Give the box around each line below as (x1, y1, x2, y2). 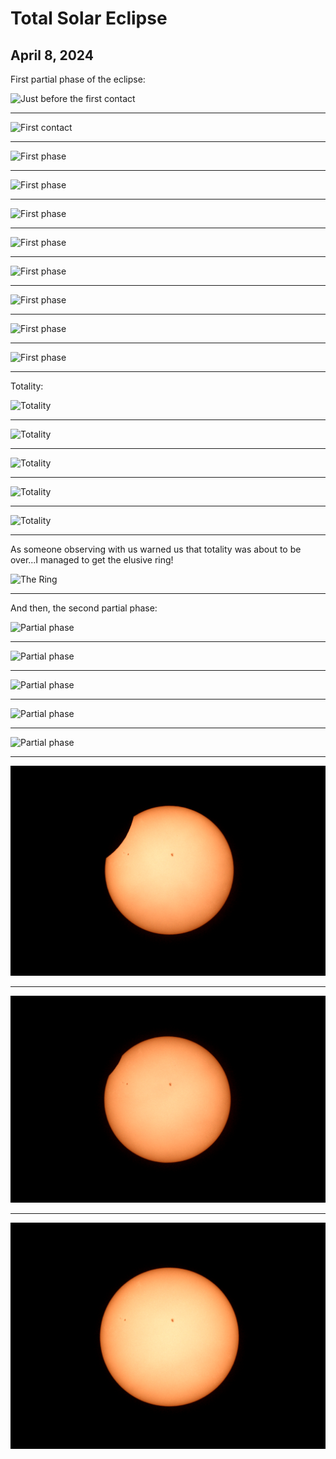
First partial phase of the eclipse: (10, 73, 146, 85)
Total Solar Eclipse (10, 7, 168, 30)
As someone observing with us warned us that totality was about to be (10, 543, 302, 555)
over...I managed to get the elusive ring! (10, 554, 174, 566)
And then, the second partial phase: (10, 602, 158, 614)
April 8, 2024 (10, 47, 94, 64)
